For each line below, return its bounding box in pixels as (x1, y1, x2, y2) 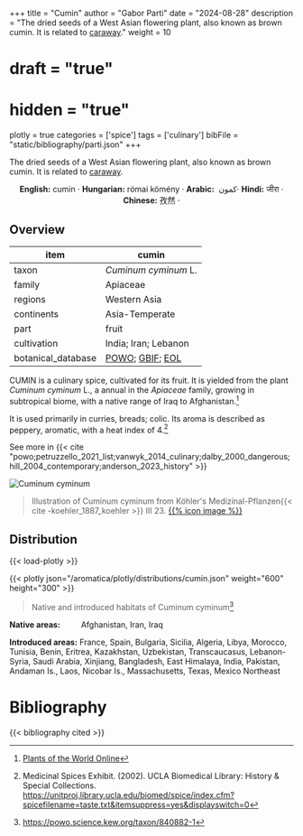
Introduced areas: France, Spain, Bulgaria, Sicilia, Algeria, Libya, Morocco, (9, 636, 287, 647)
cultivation (14, 337, 59, 349)
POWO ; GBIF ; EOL (105, 351, 182, 364)
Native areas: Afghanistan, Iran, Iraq (9, 618, 164, 630)
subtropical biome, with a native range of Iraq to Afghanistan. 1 (9, 394, 240, 406)
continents (14, 307, 60, 320)
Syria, (9, 655, 32, 666)
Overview (9, 221, 66, 237)
